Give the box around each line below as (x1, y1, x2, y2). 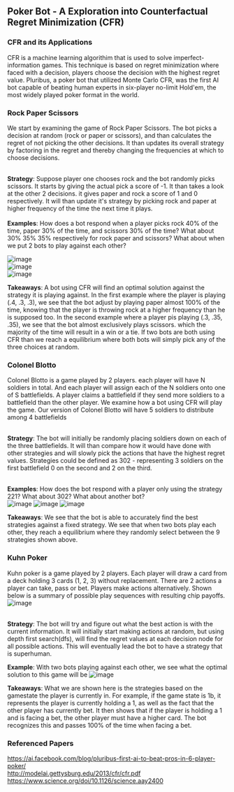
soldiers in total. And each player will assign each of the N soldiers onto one (7, 384, 226, 392)
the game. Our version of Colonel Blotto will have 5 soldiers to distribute (7, 405, 214, 415)
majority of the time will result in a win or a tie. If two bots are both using (7, 328, 215, 336)
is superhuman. (7, 649, 52, 658)
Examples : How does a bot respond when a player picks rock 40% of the (7, 219, 219, 227)
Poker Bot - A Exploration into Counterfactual (7, 6, 208, 17)
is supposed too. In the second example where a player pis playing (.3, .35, (7, 312, 223, 321)
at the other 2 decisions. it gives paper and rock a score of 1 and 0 (7, 189, 198, 198)
